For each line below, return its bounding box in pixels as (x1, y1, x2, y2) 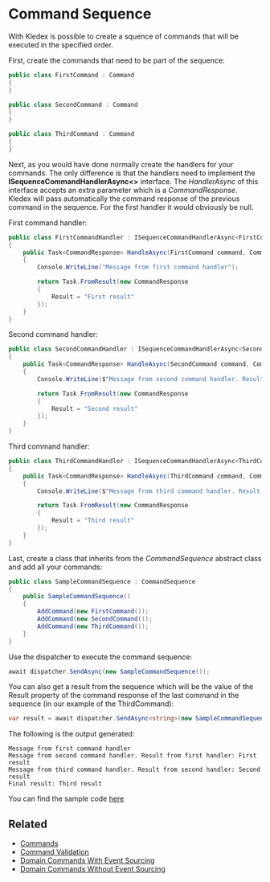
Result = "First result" (51, 293, 135, 301)
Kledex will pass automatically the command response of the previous (8, 194, 240, 203)
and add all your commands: (8, 562, 103, 572)
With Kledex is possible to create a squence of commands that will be (8, 31, 239, 41)
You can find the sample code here (8, 794, 125, 804)
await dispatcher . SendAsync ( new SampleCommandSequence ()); (8, 667, 211, 675)
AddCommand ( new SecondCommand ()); (37, 615, 153, 623)
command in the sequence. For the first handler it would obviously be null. (8, 202, 254, 211)
